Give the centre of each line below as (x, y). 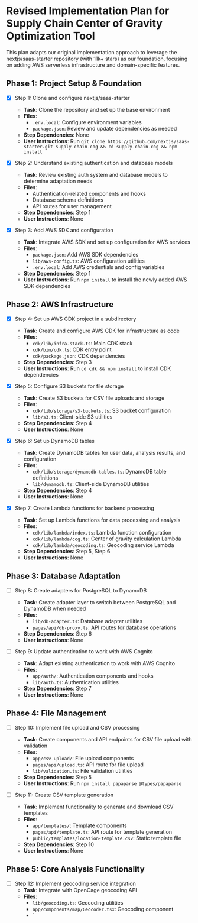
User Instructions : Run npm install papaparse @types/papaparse (103, 783)
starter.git (38, 147)
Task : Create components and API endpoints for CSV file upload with (108, 739)
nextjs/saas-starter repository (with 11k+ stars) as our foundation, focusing (97, 59)
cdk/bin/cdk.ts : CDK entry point (72, 349)
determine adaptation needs (58, 181)
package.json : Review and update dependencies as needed (105, 128)
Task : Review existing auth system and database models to (96, 174)
